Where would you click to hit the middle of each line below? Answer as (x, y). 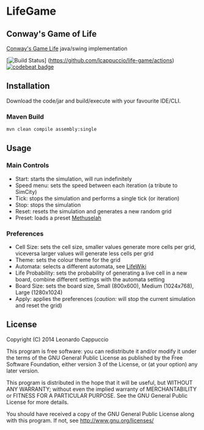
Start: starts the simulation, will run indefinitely (74, 179)
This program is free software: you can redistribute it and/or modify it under (101, 351)
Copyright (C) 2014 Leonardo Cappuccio (57, 339)
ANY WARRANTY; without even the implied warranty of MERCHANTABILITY (102, 389)
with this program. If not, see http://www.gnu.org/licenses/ (80, 420)
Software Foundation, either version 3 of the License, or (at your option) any (102, 364)
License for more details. (38, 402)
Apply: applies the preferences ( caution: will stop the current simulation (105, 299)
